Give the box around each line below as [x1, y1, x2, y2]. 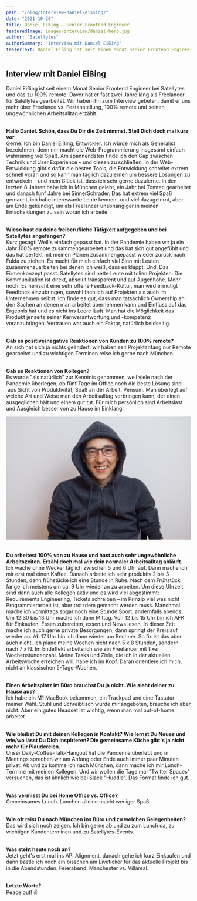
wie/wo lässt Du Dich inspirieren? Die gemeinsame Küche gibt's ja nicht [6, 737, 185, 744]
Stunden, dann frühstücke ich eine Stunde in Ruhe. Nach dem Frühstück [6, 577, 181, 584]
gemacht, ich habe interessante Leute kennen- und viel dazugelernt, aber [6, 196, 184, 203]
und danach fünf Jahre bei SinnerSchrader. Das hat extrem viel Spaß [6, 190, 172, 197]
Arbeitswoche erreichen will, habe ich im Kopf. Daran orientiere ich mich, [6, 658, 182, 665]
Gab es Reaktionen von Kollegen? [6, 367, 90, 374]
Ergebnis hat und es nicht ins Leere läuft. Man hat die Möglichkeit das [6, 307, 174, 314]
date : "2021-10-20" [6, 15, 54, 22]
